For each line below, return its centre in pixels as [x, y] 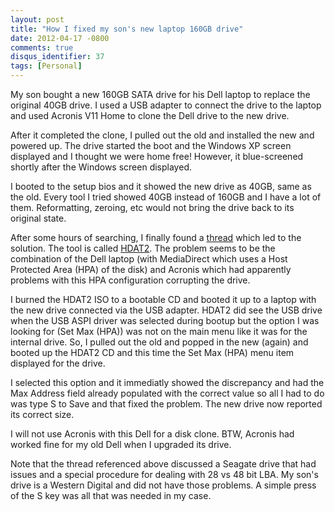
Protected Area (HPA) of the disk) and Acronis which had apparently [151, 269]
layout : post [37, 19]
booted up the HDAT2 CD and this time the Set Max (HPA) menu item [152, 352]
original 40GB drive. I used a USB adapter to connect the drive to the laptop [166, 105]
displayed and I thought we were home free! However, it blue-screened [157, 156]
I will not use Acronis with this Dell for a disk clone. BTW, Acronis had [152, 434]
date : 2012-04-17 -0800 [60, 38]
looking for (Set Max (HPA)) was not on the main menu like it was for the [159, 331]
